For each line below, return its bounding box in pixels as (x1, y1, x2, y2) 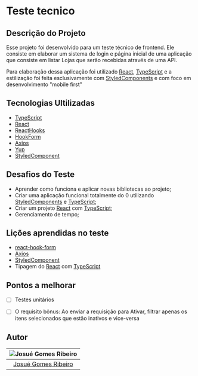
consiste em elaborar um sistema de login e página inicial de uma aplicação (6, 50, 192, 57)
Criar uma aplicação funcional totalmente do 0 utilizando (14, 191, 154, 198)
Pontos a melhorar (6, 280, 76, 291)
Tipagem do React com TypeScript (14, 263, 101, 270)
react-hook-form (14, 244, 57, 251)
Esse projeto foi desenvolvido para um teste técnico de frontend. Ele (6, 44, 175, 51)
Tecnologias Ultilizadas (6, 98, 95, 108)
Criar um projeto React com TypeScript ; (14, 204, 113, 212)
